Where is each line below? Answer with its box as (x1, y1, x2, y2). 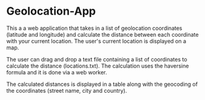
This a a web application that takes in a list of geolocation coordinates (6, 24, 182, 32)
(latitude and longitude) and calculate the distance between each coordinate (6, 30, 199, 38)
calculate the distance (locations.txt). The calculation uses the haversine (6, 62, 189, 70)
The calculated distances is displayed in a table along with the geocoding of (6, 80, 198, 88)
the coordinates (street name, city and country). (6, 87, 127, 94)
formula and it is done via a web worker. (6, 68, 107, 76)
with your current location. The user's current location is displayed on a (6, 37, 187, 45)
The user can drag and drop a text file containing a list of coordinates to (6, 55, 188, 63)
